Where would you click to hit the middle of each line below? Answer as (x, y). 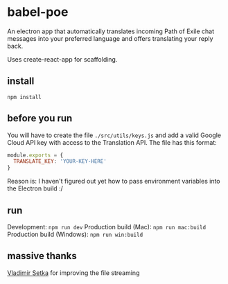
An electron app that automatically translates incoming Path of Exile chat (111, 31)
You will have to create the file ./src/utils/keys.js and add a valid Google (114, 135)
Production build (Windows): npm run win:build (75, 234)
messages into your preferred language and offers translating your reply (110, 38)
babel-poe (38, 12)
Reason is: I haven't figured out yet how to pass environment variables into (114, 181)
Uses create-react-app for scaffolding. (62, 59)
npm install (24, 97)
